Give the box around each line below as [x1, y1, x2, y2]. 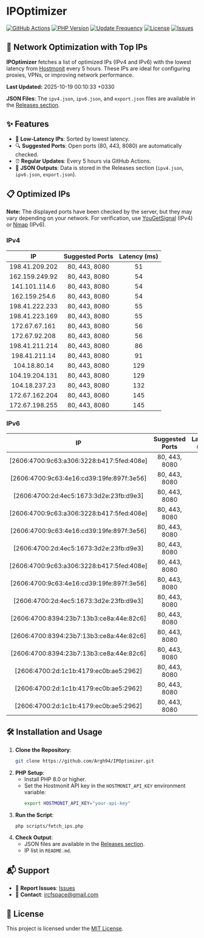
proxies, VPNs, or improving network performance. [6, 71, 134, 79]
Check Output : [15, 834, 53, 841]
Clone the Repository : [15, 746, 72, 753]
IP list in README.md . [24, 847, 72, 854]
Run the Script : [15, 811, 54, 819]
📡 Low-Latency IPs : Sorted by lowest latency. [15, 135, 130, 143]
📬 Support [6, 865, 50, 875]
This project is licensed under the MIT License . [6, 925, 124, 933]
